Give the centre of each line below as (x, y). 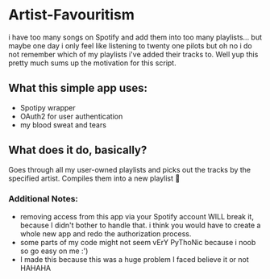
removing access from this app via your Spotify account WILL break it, (137, 216)
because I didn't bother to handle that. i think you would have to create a (140, 225)
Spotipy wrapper (48, 107)
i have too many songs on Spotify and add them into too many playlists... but (135, 37)
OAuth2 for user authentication (71, 116)
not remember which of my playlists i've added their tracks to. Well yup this (133, 54)
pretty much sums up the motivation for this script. (92, 63)
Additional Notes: (44, 199)
